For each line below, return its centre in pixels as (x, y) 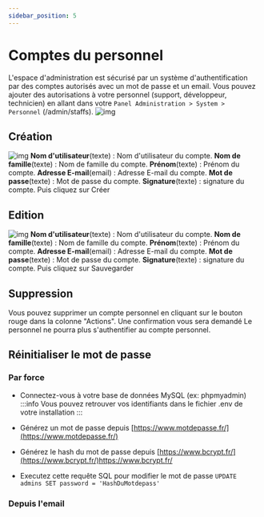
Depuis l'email (37, 503)
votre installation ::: (51, 412)
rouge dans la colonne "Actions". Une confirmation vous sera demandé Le (130, 321)
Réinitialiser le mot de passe (80, 355)
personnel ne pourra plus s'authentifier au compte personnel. (110, 330)
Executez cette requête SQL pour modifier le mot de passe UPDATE (128, 475)
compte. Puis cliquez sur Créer (59, 190)
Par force (27, 378)
